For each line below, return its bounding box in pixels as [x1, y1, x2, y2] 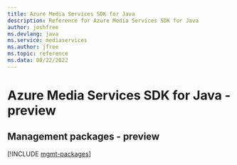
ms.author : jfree [7, 43, 59, 50]
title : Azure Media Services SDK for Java [7, 10, 135, 18]
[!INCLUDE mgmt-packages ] [7, 149, 91, 158]
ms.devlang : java [7, 30, 59, 38]
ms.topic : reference [7, 50, 69, 58]
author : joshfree [7, 23, 59, 31]
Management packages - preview [7, 131, 160, 143]
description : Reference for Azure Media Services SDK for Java [7, 17, 199, 24]
